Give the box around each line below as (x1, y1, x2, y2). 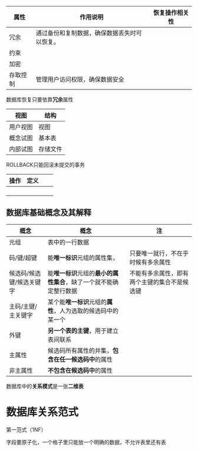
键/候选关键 (9, 278, 41, 286)
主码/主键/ (9, 302, 37, 310)
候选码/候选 (9, 269, 41, 277)
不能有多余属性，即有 (129, 269, 189, 277)
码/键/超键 (9, 254, 37, 262)
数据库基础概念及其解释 (6, 208, 91, 218)
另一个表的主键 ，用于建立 (47, 327, 119, 335)
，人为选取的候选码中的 (53, 307, 119, 315)
